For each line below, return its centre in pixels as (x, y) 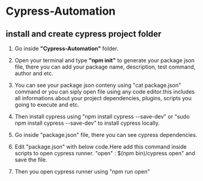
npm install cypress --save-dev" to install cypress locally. (87, 123)
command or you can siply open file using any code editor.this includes (105, 92)
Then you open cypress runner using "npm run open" (82, 172)
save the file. (31, 160)
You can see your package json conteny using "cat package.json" (98, 85)
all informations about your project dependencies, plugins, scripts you (103, 98)
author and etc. (34, 73)
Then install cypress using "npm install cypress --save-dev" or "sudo (102, 116)
